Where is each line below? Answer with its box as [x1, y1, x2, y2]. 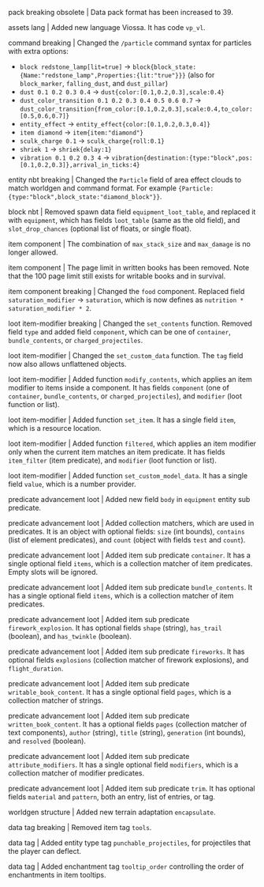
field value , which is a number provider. [8, 479, 136, 489]
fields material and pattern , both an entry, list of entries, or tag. [8, 792, 215, 802]
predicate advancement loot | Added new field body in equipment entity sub [8, 495, 251, 504]
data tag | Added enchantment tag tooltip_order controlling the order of [8, 862, 244, 871]
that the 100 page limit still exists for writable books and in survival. [8, 271, 226, 281]
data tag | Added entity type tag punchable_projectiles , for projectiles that [8, 838, 251, 847]
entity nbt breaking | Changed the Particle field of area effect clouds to [8, 175, 242, 184]
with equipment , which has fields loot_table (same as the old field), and [8, 216, 240, 225]
